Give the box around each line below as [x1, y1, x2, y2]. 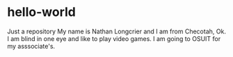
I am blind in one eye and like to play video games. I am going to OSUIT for [7, 34, 221, 42]
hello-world [7, 4, 77, 20]
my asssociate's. [7, 42, 56, 50]
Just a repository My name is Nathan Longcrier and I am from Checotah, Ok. [7, 27, 226, 35]
